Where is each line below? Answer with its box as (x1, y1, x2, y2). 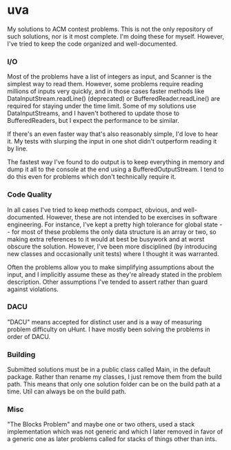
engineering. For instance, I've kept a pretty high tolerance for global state (7, 220, 219, 228)
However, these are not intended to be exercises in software (46, 213, 217, 221)
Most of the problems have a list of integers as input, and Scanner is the (7, 72, 212, 81)
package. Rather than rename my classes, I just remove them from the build (7, 373, 222, 381)
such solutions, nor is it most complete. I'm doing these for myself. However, (7, 32, 225, 40)
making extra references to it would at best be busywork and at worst (7, 235, 205, 243)
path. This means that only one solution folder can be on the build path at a (7, 380, 221, 389)
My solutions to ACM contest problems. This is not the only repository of (7, 25, 214, 33)
